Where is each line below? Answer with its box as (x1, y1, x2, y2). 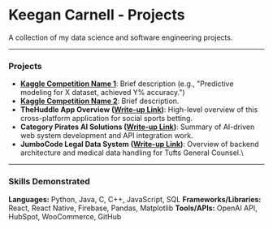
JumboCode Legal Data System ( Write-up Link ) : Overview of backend (19, 140, 259, 149)
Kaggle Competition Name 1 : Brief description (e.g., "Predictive (19, 79, 234, 89)
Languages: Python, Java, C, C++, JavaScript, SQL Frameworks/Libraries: (8, 194, 262, 204)
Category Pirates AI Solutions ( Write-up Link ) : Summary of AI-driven (19, 122, 255, 132)
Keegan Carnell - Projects (8, 6, 185, 24)
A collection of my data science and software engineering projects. (8, 32, 233, 42)
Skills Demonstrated (8, 176, 91, 188)
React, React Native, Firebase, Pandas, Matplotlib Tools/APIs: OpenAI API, (8, 203, 258, 213)
